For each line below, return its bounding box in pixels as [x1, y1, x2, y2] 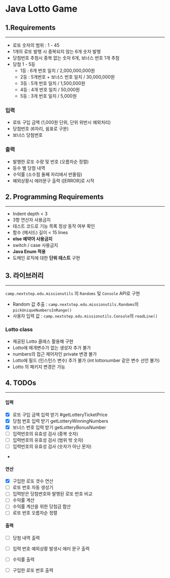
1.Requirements [5, 23, 56, 32]
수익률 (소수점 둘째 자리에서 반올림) [12, 171, 82, 177]
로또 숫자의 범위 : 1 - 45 [12, 42, 60, 48]
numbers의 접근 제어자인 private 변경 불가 [12, 351, 97, 357]
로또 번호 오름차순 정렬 [12, 510, 58, 516]
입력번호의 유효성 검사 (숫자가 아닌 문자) [12, 443, 92, 449]
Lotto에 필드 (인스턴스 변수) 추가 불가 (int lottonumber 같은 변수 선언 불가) [12, 357, 160, 363]
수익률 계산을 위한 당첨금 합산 [12, 503, 71, 509]
